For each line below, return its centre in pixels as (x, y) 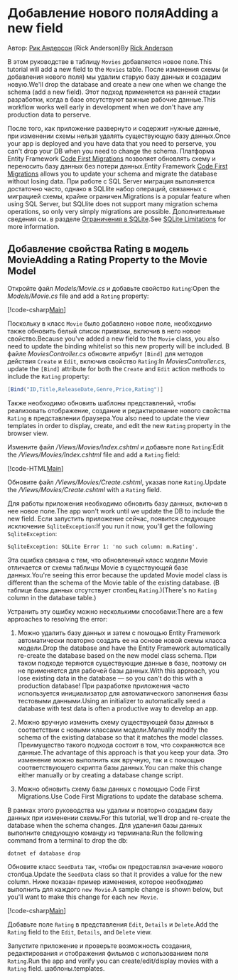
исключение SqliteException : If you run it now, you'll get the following (110, 526)
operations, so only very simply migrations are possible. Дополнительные (116, 211)
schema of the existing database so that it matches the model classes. (120, 737)
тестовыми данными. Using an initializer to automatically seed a (112, 701)
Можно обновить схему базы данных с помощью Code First (109, 789)
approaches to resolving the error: (58, 619)
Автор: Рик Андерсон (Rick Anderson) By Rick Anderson (90, 48)
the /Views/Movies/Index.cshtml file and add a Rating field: (94, 454)
